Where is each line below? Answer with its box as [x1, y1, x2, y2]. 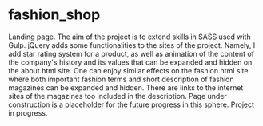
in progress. [8, 108, 48, 117]
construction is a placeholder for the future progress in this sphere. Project [8, 100, 254, 109]
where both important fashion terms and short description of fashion [8, 74, 234, 84]
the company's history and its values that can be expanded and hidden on [8, 57, 253, 67]
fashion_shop [8, 6, 101, 24]
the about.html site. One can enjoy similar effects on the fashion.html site [8, 65, 249, 75]
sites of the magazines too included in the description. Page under [8, 91, 228, 100]
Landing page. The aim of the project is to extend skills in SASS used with [8, 32, 251, 41]
